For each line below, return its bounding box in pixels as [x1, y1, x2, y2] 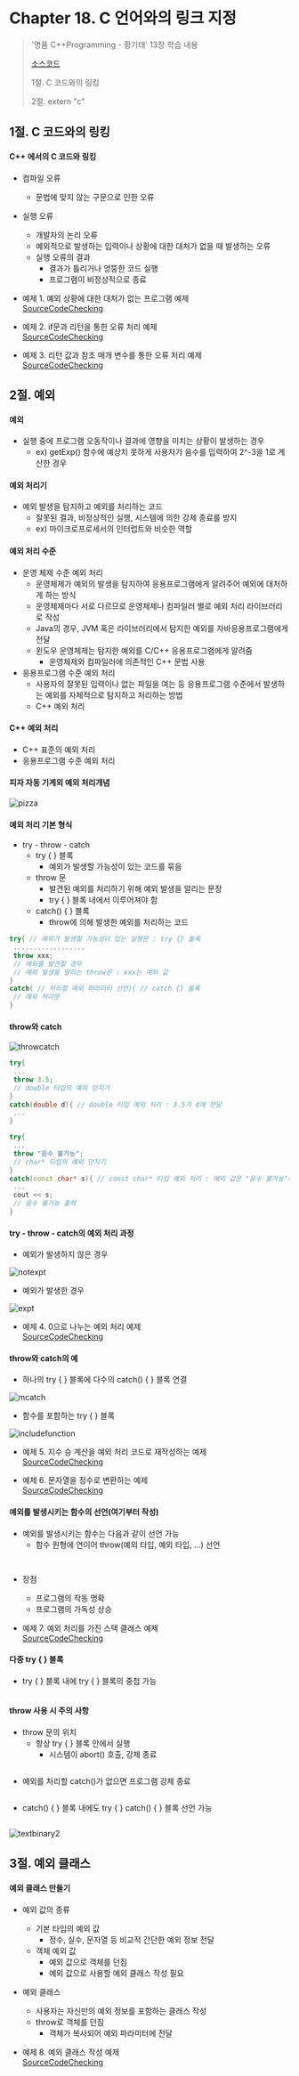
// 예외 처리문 [12, 993, 61, 1002]
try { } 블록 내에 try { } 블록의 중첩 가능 [21, 1675, 158, 1686]
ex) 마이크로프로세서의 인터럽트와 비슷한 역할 [35, 523, 193, 534]
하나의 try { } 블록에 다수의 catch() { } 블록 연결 [21, 1375, 188, 1385]
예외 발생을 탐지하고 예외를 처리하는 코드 [21, 501, 163, 512]
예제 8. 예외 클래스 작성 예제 [21, 2047, 120, 2057]
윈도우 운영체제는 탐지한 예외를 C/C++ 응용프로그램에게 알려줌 [35, 645, 254, 655]
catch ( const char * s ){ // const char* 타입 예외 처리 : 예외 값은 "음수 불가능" [9, 1174, 288, 1183]
